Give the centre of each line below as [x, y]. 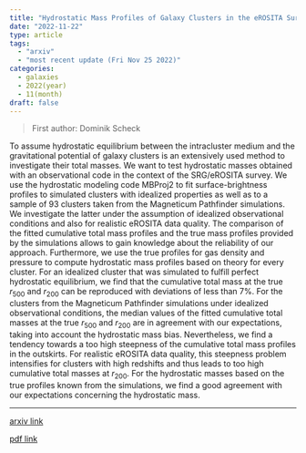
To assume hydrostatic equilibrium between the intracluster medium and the [153, 146]
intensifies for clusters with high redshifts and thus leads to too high [137, 363]
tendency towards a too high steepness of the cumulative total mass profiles [153, 344]
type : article [36, 35]
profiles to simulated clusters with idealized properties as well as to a [139, 195]
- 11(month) [41, 94]
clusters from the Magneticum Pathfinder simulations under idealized [139, 304]
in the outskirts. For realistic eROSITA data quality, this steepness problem [148, 354]
